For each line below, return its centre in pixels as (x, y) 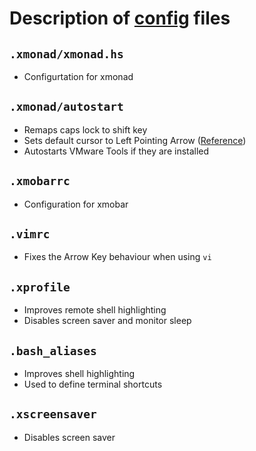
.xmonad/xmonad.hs (66, 54)
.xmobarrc (40, 181)
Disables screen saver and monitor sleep (107, 321)
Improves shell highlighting (79, 374)
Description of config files (120, 18)
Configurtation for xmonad (78, 76)
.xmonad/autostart (66, 107)
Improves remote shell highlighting (95, 310)
